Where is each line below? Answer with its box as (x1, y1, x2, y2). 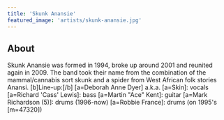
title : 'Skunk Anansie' (7, 10, 77, 17)
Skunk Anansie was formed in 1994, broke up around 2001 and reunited (7, 61, 213, 70)
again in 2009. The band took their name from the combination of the (7, 68, 207, 77)
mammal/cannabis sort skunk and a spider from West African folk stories (7, 76, 217, 84)
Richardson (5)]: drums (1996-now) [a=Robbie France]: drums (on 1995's (7, 98, 218, 107)
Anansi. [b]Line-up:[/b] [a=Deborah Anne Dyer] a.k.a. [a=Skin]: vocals (7, 83, 209, 91)
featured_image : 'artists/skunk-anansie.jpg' (7, 17, 142, 24)
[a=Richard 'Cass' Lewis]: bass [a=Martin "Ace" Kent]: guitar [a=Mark (7, 91, 208, 99)
